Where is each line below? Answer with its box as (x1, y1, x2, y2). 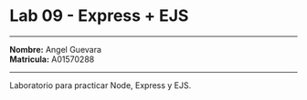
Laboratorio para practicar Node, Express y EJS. (9, 79, 192, 91)
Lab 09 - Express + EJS (9, 5, 189, 26)
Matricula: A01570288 (9, 54, 95, 65)
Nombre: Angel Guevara (9, 44, 102, 55)
